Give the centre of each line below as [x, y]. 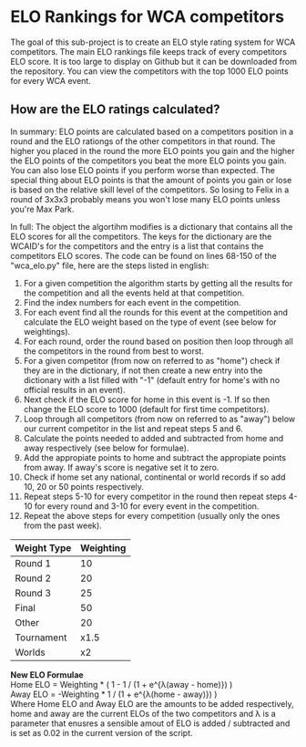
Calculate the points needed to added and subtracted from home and [153, 438]
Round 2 [33, 578]
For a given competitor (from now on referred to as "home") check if [152, 360]
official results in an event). [74, 389]
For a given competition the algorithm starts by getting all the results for [158, 283]
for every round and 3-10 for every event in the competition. [147, 506]
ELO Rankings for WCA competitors [148, 17]
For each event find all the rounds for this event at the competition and [156, 312]
